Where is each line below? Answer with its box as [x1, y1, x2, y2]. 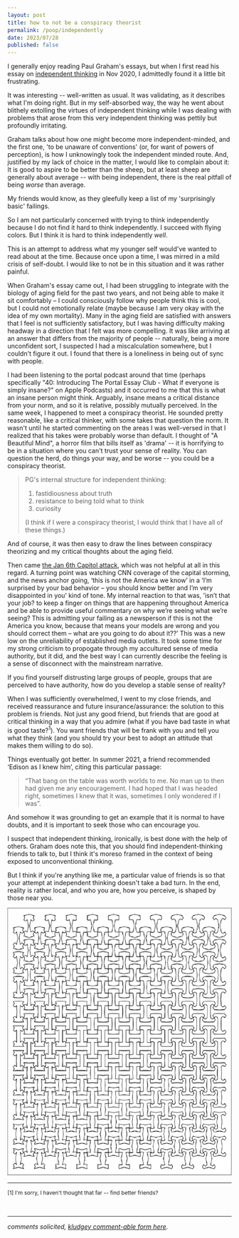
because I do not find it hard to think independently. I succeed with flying [7, 223, 222, 232]
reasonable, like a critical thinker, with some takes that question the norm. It [7, 416, 229, 425]
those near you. [7, 893, 53, 902]
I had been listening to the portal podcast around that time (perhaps [7, 371, 206, 379]
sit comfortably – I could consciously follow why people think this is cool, [7, 296, 221, 305]
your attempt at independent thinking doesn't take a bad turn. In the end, [7, 878, 221, 887]
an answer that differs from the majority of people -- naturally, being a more [7, 334, 230, 343]
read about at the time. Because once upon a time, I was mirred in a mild [7, 252, 220, 261]
